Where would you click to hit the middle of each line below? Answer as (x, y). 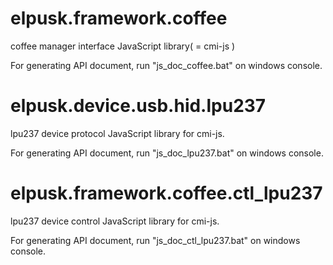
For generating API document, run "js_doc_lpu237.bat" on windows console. (167, 153)
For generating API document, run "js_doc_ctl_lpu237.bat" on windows (155, 240)
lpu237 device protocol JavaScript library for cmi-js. (117, 133)
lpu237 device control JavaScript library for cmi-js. (115, 221)
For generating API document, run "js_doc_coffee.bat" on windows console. (166, 65)
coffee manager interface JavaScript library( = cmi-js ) (123, 46)
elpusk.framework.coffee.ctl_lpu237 (166, 193)
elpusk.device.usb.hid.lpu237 (138, 106)
